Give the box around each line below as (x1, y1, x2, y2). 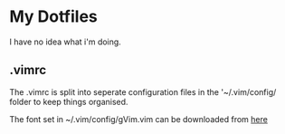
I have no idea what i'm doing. (9, 36, 122, 47)
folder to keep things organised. (9, 96, 128, 107)
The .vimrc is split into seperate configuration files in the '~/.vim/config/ (9, 86, 277, 97)
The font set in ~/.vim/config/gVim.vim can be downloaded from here (9, 113, 269, 124)
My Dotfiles (9, 6, 98, 27)
